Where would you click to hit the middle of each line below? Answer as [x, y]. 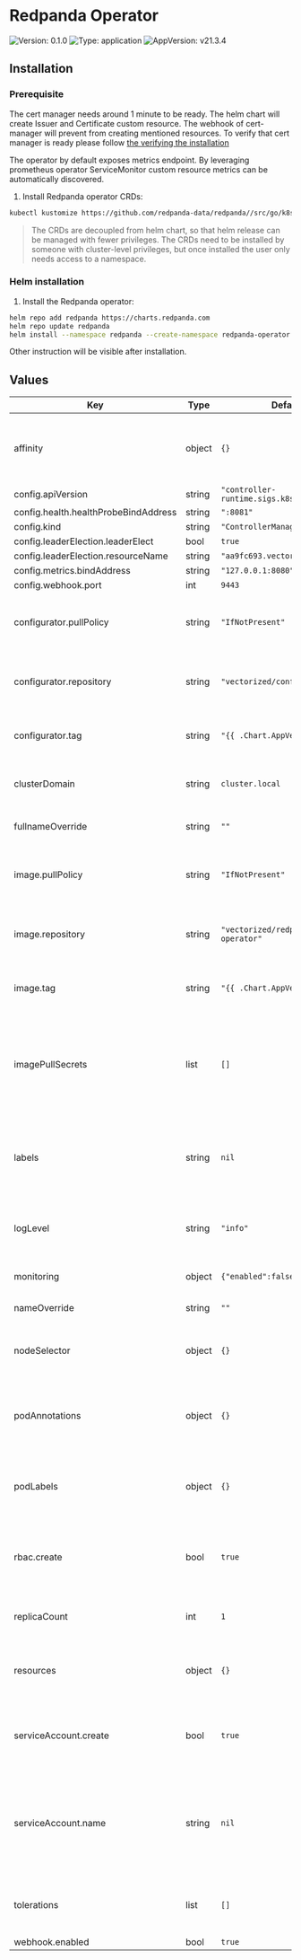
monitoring [37, 1277]
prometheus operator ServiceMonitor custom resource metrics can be [139, 169]
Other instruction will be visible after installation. [98, 352]
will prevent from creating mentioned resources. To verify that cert [167, 133]
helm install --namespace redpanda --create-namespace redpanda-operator [150, 334]
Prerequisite [37, 94]
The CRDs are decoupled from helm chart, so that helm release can [155, 230]
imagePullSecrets [51, 1065]
